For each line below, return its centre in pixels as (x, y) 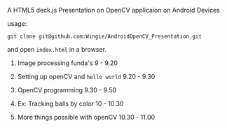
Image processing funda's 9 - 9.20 (67, 63)
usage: (17, 23)
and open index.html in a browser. (57, 49)
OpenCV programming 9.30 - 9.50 (67, 90)
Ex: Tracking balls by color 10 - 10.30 (70, 104)
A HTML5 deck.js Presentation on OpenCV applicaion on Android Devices (114, 10)
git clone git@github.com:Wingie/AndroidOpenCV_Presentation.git (104, 36)
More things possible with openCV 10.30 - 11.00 (86, 117)
